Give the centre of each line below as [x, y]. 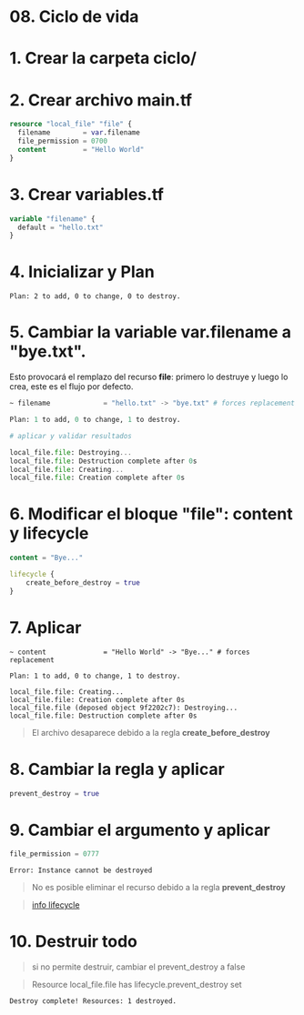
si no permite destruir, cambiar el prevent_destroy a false [138, 967]
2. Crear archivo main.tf [101, 100]
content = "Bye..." [46, 558]
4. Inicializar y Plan [82, 272]
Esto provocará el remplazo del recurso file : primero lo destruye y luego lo [149, 377]
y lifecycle [49, 533]
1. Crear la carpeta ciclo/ [103, 59]
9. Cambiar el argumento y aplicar [140, 830]
